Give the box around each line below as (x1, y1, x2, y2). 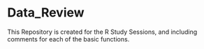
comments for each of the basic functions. (7, 35, 130, 43)
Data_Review (7, 5, 85, 21)
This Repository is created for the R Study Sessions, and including (7, 28, 198, 36)
